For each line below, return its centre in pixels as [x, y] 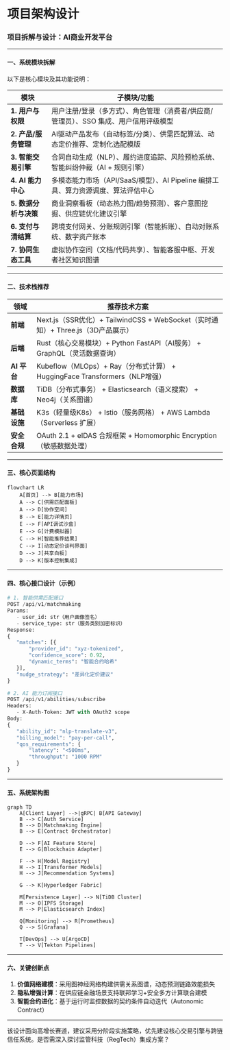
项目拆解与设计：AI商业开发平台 [60, 37]
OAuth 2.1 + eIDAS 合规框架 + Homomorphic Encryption [127, 435]
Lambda [197, 412]
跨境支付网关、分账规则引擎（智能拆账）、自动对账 [132, 226]
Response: [21, 630]
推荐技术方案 [128, 306]
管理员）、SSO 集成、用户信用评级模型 [112, 121]
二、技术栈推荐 [28, 287]
